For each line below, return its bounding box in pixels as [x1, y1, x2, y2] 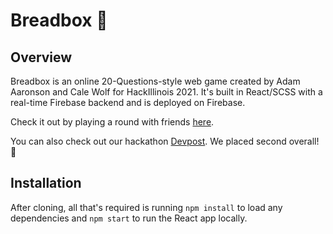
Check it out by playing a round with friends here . [10, 116, 215, 128]
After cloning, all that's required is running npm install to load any [10, 201, 283, 213]
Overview [10, 49, 73, 66]
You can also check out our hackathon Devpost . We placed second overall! [10, 135, 320, 147]
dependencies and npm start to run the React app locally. [10, 212, 248, 224]
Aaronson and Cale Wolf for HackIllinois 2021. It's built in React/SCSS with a [10, 86, 323, 98]
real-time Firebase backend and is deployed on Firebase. [10, 97, 246, 108]
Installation [10, 175, 82, 192]
